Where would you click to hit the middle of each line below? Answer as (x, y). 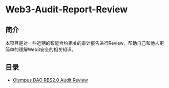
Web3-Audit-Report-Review (67, 10)
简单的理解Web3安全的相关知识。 (41, 49)
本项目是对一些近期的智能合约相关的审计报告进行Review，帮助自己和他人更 (85, 43)
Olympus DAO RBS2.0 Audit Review (50, 80)
